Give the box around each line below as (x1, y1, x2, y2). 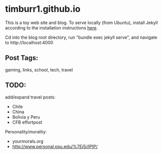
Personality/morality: (5, 128, 47, 134)
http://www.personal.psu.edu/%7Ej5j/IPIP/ (12, 143, 98, 149)
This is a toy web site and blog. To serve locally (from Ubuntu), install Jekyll (5, 20, 158, 26)
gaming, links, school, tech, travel (5, 67, 73, 73)
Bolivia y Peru (12, 114, 40, 120)
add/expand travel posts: (5, 94, 55, 100)
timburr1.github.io (5, 3, 81, 15)
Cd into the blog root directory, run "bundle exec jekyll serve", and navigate (5, 34, 158, 40)
